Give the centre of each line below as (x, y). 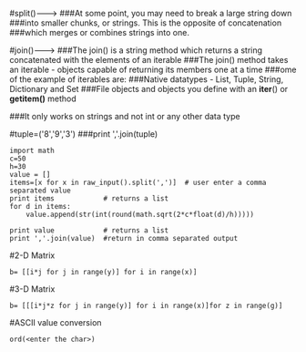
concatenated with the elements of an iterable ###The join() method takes (149, 60)
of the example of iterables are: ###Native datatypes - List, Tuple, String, (147, 79)
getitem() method (43, 98)
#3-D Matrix (32, 289)
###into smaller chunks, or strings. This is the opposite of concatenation (146, 23)
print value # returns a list (89, 231)
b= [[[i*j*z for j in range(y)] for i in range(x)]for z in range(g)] (146, 305)
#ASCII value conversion (56, 322)
